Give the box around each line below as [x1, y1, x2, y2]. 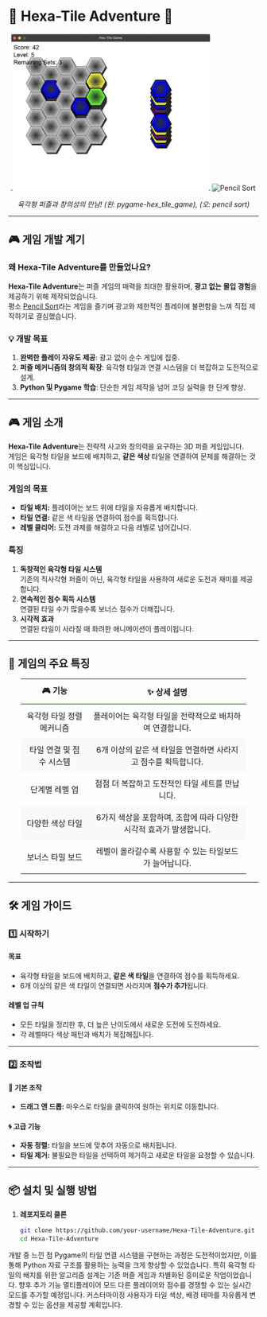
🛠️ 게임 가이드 [8, 899, 72, 912]
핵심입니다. [16, 461, 52, 471]
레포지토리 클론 [19, 1210, 68, 1219]
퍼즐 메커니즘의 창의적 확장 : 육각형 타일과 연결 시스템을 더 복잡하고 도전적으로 [19, 363, 259, 372]
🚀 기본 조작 [8, 1082, 42, 1092]
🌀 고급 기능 [8, 1121, 41, 1131]
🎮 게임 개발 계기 [8, 232, 85, 246]
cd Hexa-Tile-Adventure [19, 1235, 99, 1243]
